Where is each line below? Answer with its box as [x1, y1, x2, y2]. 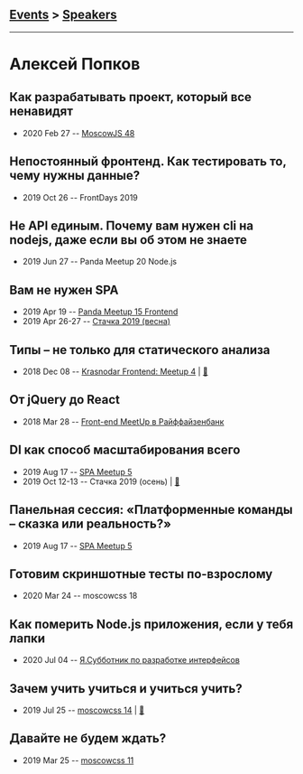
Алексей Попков [9, 54, 141, 74]
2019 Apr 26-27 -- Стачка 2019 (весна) [22, 316, 171, 327]
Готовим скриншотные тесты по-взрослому [9, 566, 273, 582]
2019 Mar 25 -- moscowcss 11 [22, 754, 134, 766]
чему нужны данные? [9, 168, 141, 183]
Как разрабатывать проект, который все [9, 89, 252, 105]
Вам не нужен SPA [9, 282, 119, 297]
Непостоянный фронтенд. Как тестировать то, [9, 154, 287, 170]
